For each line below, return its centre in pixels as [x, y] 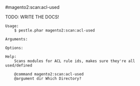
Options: [14, 48]
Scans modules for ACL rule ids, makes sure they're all [75, 61]
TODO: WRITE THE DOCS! [32, 17]
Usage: [12, 26]
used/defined [19, 65]
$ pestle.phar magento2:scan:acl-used [54, 30]
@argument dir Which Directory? [48, 78]
